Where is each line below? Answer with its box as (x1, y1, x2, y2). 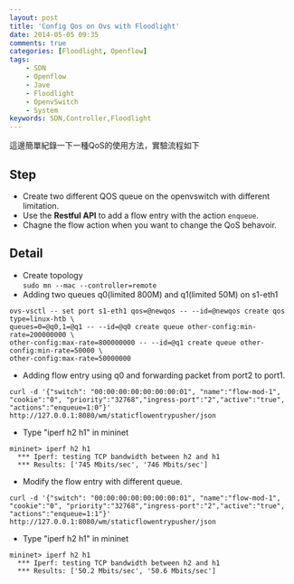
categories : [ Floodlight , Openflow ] (9, 47, 147, 56)
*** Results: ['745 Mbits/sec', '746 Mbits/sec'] (17, 460, 208, 469)
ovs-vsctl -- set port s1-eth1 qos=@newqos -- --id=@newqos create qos (9, 306, 285, 316)
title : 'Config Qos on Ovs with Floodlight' (9, 22, 180, 31)
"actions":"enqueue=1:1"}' (9, 509, 111, 518)
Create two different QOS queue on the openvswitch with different (22, 191, 270, 202)
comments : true (9, 38, 67, 48)
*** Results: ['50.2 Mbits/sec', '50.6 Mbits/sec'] (17, 566, 217, 575)
